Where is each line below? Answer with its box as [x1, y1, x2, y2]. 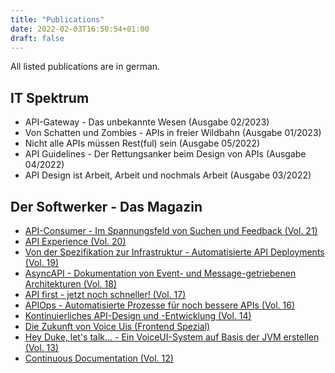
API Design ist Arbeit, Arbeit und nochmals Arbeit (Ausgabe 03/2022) [24, 169, 312, 181]
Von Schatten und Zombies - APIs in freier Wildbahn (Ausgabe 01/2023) [24, 127, 322, 139]
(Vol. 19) [24, 257, 60, 268]
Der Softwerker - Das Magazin [10, 198, 203, 215]
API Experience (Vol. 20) [24, 236, 127, 247]
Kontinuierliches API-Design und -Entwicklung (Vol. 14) [24, 310, 252, 321]
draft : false [10, 33, 65, 43]
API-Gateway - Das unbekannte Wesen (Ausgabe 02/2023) [24, 116, 270, 128]
